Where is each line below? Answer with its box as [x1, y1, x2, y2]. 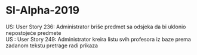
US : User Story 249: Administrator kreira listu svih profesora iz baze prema [5, 35, 192, 43]
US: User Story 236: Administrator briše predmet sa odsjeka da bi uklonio [5, 23, 186, 30]
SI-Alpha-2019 [5, 4, 80, 17]
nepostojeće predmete [5, 29, 61, 36]
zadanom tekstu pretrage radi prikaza [5, 42, 98, 49]
